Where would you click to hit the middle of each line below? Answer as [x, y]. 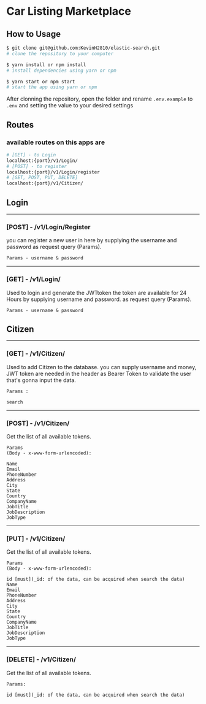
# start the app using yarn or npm [52, 87]
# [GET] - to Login [31, 155]
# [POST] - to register [37, 166]
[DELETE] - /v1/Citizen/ [41, 659]
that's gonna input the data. [41, 380]
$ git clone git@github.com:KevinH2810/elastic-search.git [83, 48]
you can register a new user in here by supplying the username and [92, 240]
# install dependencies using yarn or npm [61, 71]
